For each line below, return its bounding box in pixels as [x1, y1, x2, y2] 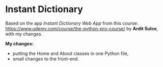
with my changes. [5, 31, 43, 37]
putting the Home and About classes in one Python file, [12, 50, 129, 56]
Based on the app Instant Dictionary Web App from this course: [5, 20, 139, 26]
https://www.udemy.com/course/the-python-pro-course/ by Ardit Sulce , [5, 25, 158, 31]
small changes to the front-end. [12, 55, 79, 61]
